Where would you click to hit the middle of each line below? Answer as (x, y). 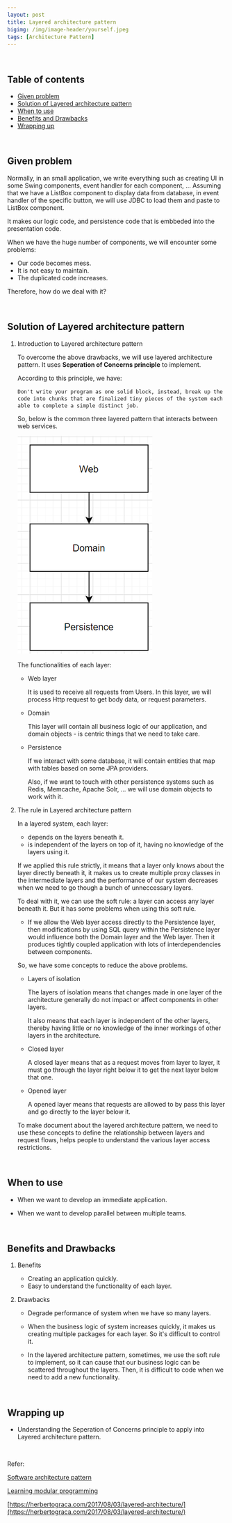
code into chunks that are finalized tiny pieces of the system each (120, 399)
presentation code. (34, 228)
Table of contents (46, 79)
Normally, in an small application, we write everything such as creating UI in (116, 178)
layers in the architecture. (64, 1035)
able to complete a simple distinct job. (78, 406)
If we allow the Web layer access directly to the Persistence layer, (121, 922)
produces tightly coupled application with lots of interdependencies (124, 944)
